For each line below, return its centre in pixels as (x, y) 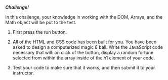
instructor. (23, 73)
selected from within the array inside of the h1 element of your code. (84, 58)
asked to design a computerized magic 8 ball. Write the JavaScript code (88, 47)
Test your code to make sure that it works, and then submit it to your (84, 68)
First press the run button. (40, 32)
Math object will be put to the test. (41, 22)
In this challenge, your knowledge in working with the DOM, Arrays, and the (84, 17)
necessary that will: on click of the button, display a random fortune (83, 53)
